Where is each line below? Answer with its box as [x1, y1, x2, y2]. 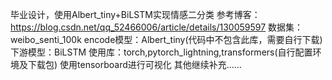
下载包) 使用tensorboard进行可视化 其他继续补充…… [27, 59, 242, 70]
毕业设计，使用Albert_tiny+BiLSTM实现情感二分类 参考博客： [10, 9, 261, 20]
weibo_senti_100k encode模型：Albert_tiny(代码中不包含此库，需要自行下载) [10, 34, 323, 45]
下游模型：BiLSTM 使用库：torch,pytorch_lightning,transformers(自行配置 [10, 46, 313, 58]
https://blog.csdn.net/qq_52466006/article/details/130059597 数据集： [10, 21, 304, 33]
